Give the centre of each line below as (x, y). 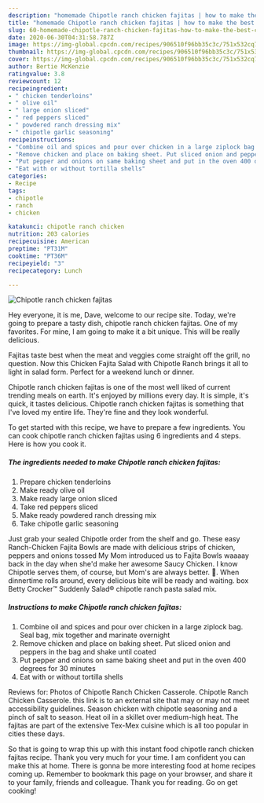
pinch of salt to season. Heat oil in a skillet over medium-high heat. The (123, 717)
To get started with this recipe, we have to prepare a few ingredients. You (127, 427)
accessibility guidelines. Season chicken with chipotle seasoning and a (123, 709)
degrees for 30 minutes (57, 669)
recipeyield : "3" (37, 263)
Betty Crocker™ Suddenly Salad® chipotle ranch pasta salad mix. (113, 589)
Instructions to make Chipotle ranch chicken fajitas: (95, 607)
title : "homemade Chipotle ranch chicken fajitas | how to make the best (132, 23)
